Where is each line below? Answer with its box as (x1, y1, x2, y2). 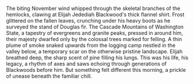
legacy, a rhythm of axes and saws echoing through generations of (6, 60, 167, 67)
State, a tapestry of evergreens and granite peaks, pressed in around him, (6, 30, 184, 36)
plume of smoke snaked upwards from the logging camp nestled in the (6, 42, 176, 49)
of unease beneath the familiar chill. (6, 72, 92, 79)
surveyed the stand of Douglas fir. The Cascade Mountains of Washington (6, 23, 184, 30)
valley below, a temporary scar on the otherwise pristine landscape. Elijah (6, 48, 183, 54)
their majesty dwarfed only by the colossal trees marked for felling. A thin (6, 36, 182, 42)
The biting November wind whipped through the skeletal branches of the (6, 5, 181, 12)
